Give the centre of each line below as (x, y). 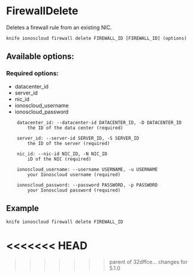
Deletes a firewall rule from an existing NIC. (59, 27)
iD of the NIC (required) (60, 159)
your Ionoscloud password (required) (74, 190)
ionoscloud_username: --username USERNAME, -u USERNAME (88, 169)
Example (23, 208)
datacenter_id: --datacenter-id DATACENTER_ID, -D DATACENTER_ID (99, 122)
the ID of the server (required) (69, 143)
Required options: (33, 74)
